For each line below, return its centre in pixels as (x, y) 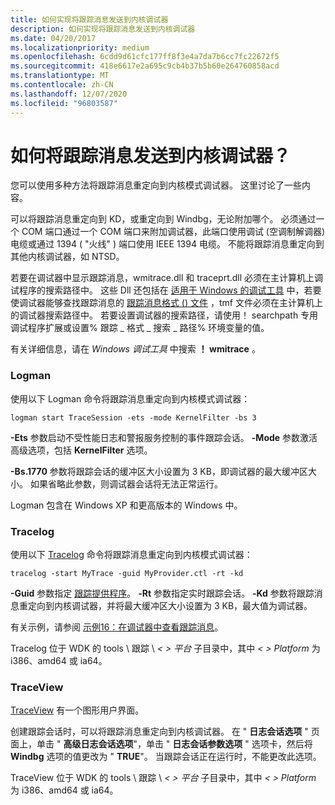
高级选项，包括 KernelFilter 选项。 (81, 450)
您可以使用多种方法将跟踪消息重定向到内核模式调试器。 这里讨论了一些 (156, 185)
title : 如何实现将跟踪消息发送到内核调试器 (89, 19)
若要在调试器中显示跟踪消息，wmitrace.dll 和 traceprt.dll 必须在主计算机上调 (167, 278)
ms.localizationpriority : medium (80, 47)
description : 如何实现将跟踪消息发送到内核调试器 (103, 29)
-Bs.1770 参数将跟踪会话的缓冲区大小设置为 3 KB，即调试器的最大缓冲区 (159, 471)
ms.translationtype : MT (60, 76)
